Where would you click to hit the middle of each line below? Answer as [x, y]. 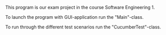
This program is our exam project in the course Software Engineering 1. [80, 7]
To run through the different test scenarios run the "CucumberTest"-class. [83, 27]
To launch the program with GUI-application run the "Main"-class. [75, 17]
